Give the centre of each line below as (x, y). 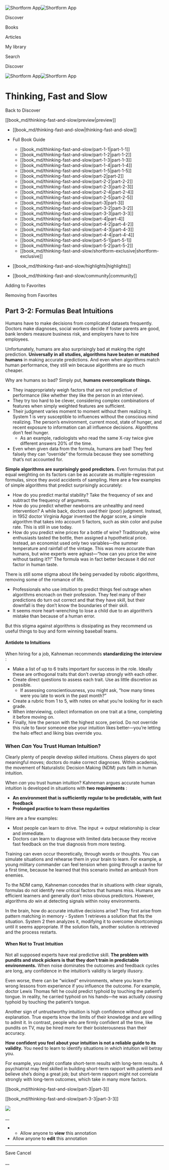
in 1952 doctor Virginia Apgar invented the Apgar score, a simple (79, 516)
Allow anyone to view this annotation (58, 1133)
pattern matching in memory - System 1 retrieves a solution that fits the (79, 916)
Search (13, 56)
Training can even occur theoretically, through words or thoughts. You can (82, 854)
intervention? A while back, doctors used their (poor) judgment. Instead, (87, 511)
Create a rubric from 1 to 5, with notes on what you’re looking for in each (87, 701)
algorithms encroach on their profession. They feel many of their (79, 594)
